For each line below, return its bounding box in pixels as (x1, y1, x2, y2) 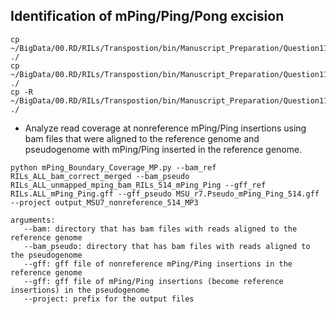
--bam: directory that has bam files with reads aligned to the (23, 224, 298, 234)
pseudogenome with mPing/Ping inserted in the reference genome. (24, 143, 303, 155)
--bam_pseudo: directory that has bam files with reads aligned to (23, 241, 311, 251)
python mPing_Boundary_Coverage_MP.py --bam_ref (10, 162, 217, 173)
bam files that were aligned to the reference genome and (24, 132, 260, 144)
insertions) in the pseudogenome (10, 285, 150, 295)
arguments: (10, 215, 56, 225)
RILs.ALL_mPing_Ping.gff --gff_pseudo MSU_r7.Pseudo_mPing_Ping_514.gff (10, 189, 320, 199)
